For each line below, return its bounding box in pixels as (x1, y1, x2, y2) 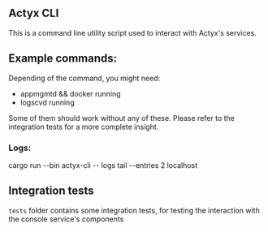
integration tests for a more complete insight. (8, 122, 159, 131)
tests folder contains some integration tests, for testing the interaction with (8, 205, 260, 215)
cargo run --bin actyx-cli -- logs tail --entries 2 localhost (8, 160, 198, 170)
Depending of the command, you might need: (8, 73, 161, 83)
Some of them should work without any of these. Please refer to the (8, 113, 236, 122)
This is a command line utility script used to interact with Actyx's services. (8, 28, 257, 37)
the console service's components (8, 214, 124, 224)
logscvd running (19, 97, 75, 107)
